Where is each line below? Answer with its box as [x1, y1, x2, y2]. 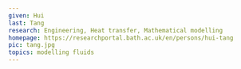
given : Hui [8, 11, 45, 20]
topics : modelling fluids [8, 48, 94, 56]
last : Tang [8, 19, 45, 27]
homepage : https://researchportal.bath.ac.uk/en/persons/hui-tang [8, 33, 234, 42]
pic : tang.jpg [8, 41, 56, 49]
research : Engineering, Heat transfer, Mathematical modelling [8, 26, 223, 34]
